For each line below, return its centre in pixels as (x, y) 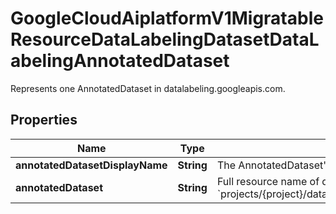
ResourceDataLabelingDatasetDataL (165, 39)
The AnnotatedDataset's (274, 165)
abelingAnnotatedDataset (120, 61)
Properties (44, 120)
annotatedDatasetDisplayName (91, 165)
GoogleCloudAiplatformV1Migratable (167, 18)
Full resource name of (268, 181)
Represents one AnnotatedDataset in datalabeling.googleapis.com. (148, 88)
